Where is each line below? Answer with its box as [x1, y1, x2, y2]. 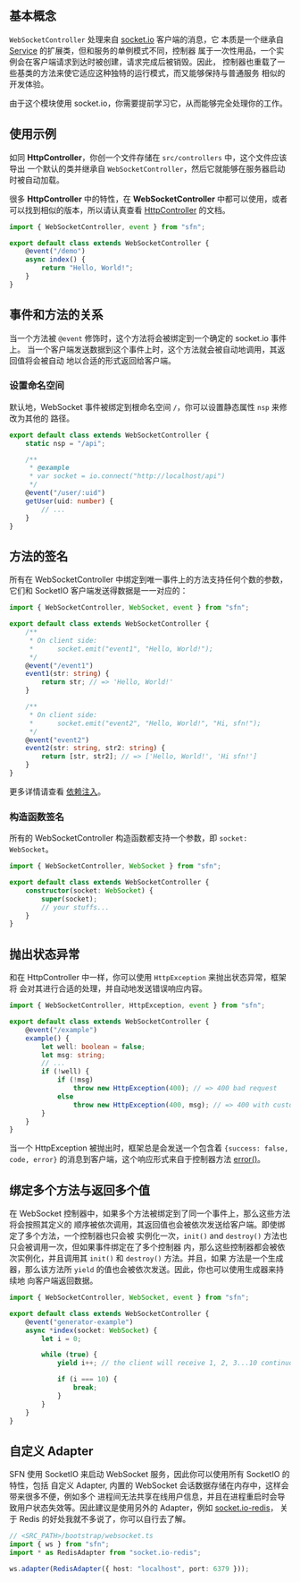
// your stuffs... [41, 902, 110, 911]
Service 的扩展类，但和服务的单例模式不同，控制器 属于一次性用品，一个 [9, 45, 277, 56]
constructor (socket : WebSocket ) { [25, 885, 154, 895]
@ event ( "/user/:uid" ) [25, 489, 105, 498]
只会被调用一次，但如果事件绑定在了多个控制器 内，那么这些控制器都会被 [9, 1242, 278, 1253]
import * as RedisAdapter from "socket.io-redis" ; [9, 1548, 202, 1558]
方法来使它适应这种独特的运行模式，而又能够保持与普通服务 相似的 [39, 67, 286, 78]
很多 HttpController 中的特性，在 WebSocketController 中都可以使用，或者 [9, 193, 288, 204]
